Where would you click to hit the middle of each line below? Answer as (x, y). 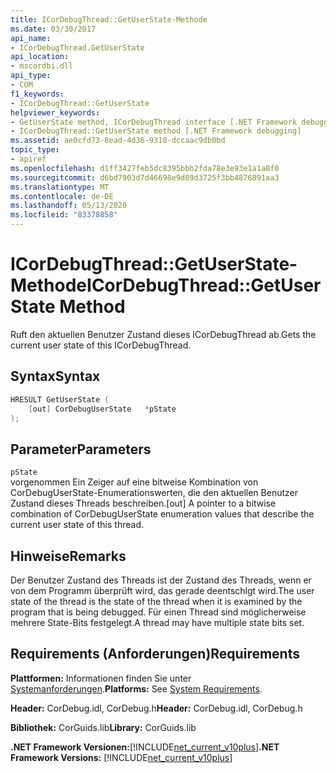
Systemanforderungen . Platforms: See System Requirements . (136, 688)
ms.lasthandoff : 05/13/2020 (69, 206)
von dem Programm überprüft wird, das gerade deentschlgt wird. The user (162, 590)
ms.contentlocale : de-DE (62, 196)
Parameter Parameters (81, 449)
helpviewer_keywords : (55, 112)
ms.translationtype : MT (60, 187)
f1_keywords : (37, 94)
